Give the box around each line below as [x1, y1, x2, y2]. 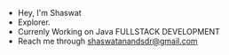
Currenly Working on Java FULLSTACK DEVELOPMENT [17, 27, 220, 36]
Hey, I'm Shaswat [17, 8, 82, 18]
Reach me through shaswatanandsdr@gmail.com [17, 35, 198, 46]
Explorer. [17, 17, 51, 27]
